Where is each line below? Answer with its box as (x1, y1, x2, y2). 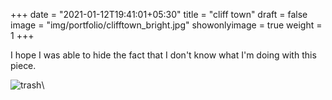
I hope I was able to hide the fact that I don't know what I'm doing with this (10, 49, 317, 61)
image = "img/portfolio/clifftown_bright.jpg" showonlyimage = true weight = (10, 19, 323, 31)
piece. (10, 60, 37, 71)
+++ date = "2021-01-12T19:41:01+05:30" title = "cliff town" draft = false (10, 9, 308, 20)
